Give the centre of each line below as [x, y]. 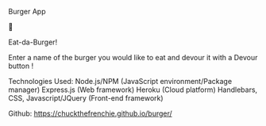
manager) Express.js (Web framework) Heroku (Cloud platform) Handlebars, [133, 90]
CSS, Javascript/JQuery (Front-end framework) [86, 98]
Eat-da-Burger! [33, 42]
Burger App [27, 11]
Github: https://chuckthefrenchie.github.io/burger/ [90, 113]
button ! [21, 66]
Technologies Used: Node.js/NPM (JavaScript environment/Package [120, 81]
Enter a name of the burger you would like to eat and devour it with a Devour [133, 57]
